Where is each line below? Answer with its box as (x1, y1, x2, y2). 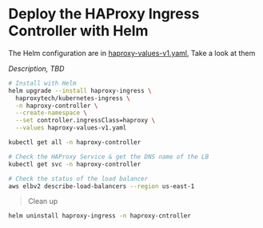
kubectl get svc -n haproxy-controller (8, 160, 141, 168)
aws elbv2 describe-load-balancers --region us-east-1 (8, 182, 195, 190)
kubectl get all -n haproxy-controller (8, 138, 141, 146)
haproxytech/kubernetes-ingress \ (15, 94, 130, 102)
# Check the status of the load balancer (8, 174, 149, 182)
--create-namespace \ (15, 109, 88, 117)
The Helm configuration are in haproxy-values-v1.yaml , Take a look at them (8, 48, 256, 58)
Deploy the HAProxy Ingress (8, 5, 200, 23)
